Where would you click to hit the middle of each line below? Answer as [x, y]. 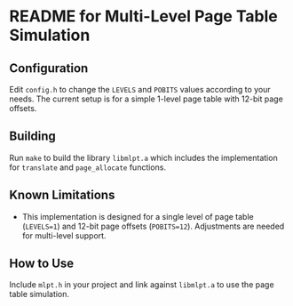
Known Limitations [62, 195]
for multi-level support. [64, 235]
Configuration [49, 68]
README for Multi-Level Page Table [143, 16]
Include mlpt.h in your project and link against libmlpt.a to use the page [142, 285]
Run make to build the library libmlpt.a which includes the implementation [143, 157]
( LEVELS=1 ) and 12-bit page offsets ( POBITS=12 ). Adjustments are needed [153, 226]
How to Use [42, 264]
